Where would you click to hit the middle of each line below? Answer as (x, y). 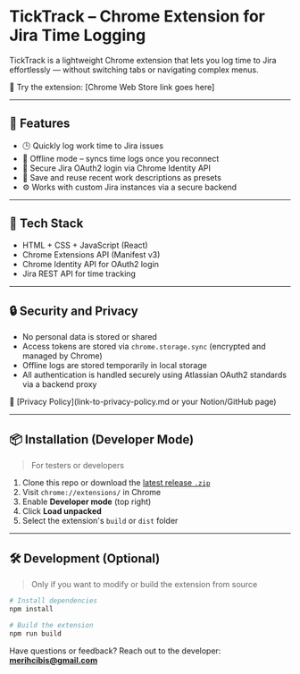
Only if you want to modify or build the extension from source (144, 584)
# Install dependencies (54, 601)
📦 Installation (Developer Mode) (102, 439)
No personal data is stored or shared (90, 337)
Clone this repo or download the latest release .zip (116, 483)
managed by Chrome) (62, 356)
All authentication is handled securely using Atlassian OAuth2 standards (154, 375)
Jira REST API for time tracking (79, 274)
